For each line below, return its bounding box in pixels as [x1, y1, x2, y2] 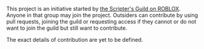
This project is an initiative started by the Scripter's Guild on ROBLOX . [6, 5, 181, 12]
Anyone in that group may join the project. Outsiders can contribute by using [6, 11, 199, 19]
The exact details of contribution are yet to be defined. [6, 36, 143, 43]
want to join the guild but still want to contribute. [6, 24, 128, 31]
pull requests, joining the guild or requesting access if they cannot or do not [6, 18, 197, 25]
